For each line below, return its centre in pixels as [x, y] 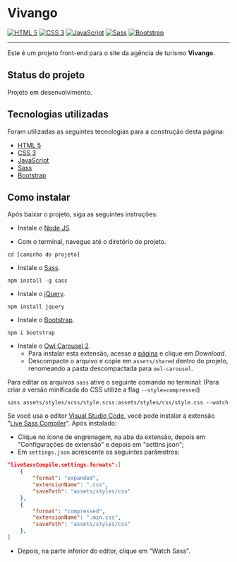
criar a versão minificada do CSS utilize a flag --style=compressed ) [104, 390]
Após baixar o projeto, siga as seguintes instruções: [83, 214]
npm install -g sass [38, 281]
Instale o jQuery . [41, 294]
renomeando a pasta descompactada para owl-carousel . [111, 368]
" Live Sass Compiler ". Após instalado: [62, 423]
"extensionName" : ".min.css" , [77, 517]
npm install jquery [36, 307]
